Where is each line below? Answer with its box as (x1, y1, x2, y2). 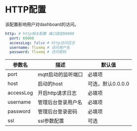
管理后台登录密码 (37, 108, 77, 115)
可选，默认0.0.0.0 (88, 81, 130, 87)
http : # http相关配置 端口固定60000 (5, 31, 75, 36)
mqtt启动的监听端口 (37, 71, 83, 78)
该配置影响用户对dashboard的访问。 (5, 21, 79, 27)
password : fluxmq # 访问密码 (9, 49, 67, 54)
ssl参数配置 (37, 118, 64, 125)
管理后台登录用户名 (37, 99, 82, 106)
